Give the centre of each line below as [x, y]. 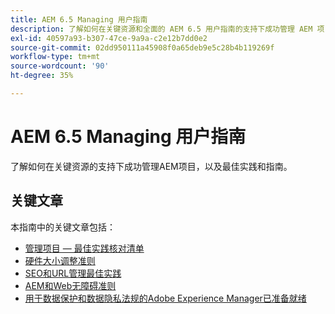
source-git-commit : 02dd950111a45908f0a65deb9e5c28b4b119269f [142, 47]
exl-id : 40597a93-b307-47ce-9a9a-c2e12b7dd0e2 [109, 38]
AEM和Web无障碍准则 [70, 285]
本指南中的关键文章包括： [63, 227]
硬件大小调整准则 [60, 260]
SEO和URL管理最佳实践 [73, 273]
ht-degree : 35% [42, 76]
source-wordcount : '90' [60, 66]
